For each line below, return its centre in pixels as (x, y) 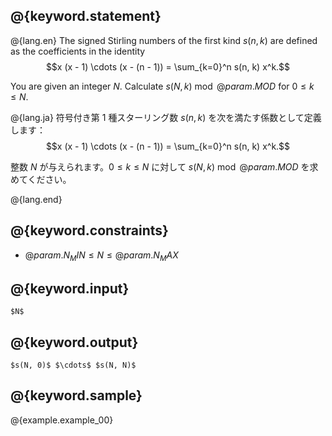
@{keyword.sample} (76, 395)
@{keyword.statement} (86, 16)
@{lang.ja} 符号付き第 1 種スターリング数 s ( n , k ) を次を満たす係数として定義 (166, 117)
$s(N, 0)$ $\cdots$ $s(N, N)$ (73, 365)
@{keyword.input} (70, 288)
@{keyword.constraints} (89, 230)
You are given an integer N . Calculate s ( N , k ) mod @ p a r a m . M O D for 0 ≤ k (162, 86)
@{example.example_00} (62, 420)
